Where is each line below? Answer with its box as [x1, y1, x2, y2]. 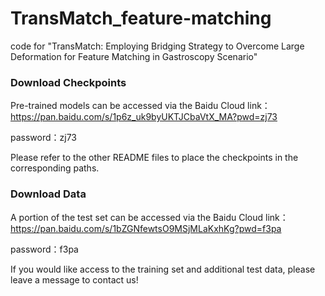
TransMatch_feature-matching [10, 7, 272, 30]
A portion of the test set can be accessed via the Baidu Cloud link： [10, 211, 289, 223]
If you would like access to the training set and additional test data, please [10, 263, 316, 275]
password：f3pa [10, 243, 79, 255]
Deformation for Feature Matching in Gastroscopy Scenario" [10, 50, 258, 62]
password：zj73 [10, 132, 78, 144]
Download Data [10, 187, 87, 201]
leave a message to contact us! [10, 273, 139, 286]
